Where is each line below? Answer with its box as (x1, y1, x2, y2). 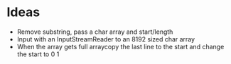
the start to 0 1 (16, 50, 60, 58)
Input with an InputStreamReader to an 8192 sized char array (16, 34, 195, 43)
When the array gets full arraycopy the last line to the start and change (16, 42, 225, 51)
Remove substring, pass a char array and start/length (16, 27, 173, 36)
